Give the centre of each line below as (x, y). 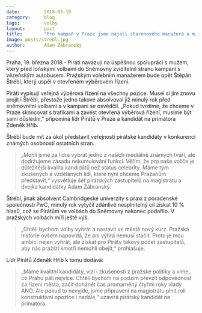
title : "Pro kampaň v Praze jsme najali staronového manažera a (98, 34)
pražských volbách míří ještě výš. (47, 217)
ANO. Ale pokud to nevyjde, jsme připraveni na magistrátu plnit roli (103, 290)
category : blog (31, 17)
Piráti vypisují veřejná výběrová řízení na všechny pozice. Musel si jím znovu (101, 93)
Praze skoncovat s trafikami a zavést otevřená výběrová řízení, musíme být (99, 112)
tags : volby (32, 23)
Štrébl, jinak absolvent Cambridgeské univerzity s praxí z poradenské (92, 198)
